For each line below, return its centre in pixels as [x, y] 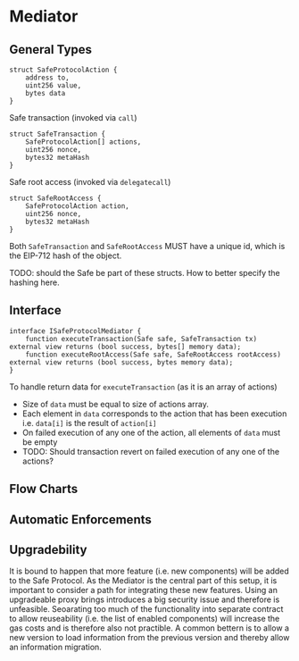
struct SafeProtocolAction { [63, 70]
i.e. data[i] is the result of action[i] [90, 423]
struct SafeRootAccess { [55, 198]
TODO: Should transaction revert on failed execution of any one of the [150, 451]
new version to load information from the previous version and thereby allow [149, 638]
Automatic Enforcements [80, 519]
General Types [50, 50]
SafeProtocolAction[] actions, [83, 142]
